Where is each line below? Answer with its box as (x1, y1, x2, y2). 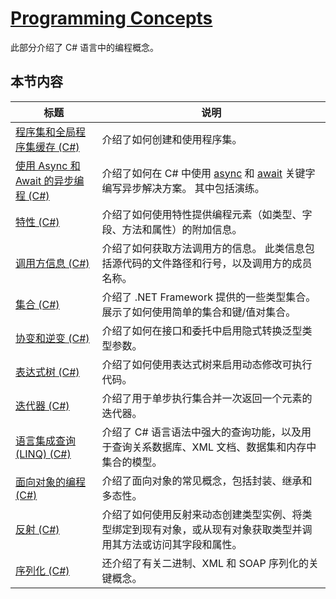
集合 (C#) (15, 297, 60, 311)
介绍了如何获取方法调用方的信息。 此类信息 (101, 241, 305, 255)
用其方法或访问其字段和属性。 (101, 537, 243, 551)
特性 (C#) (15, 215, 60, 229)
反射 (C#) (15, 522, 60, 536)
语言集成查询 (15, 433, 77, 447)
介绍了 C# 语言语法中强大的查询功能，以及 (101, 425, 302, 439)
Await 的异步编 (15, 173, 85, 187)
